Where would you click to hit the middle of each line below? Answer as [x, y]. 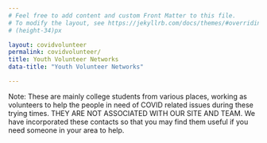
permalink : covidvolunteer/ [55, 52]
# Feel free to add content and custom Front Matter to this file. [122, 15]
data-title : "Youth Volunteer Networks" [76, 67]
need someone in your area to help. [66, 130]
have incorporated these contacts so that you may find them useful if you [128, 122]
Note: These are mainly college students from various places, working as [128, 96]
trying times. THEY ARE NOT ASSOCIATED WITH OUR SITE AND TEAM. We [132, 113]
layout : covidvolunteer [48, 44]
